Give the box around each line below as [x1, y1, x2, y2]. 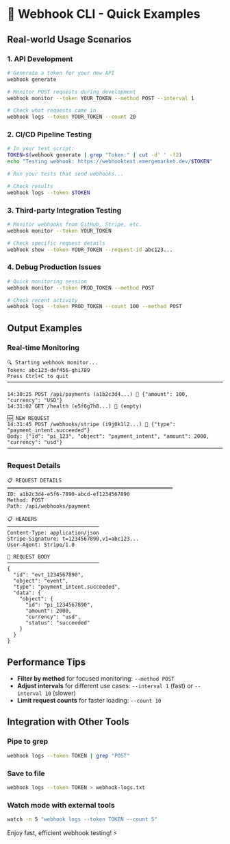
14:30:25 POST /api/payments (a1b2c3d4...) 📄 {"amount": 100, [7, 390, 188, 397]
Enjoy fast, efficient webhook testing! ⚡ [7, 828, 118, 836]
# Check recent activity [7, 296, 78, 304]
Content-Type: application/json [7, 530, 99, 537]
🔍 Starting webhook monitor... [7, 359, 98, 366]
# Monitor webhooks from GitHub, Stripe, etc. [7, 221, 142, 228]
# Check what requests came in [7, 107, 97, 114]
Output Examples [7, 322, 83, 333]
